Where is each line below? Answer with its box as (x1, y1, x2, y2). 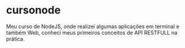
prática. (6, 35, 25, 42)
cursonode (6, 4, 61, 17)
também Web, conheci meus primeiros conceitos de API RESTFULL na (6, 29, 178, 36)
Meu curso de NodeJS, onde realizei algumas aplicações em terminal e (6, 23, 180, 30)
